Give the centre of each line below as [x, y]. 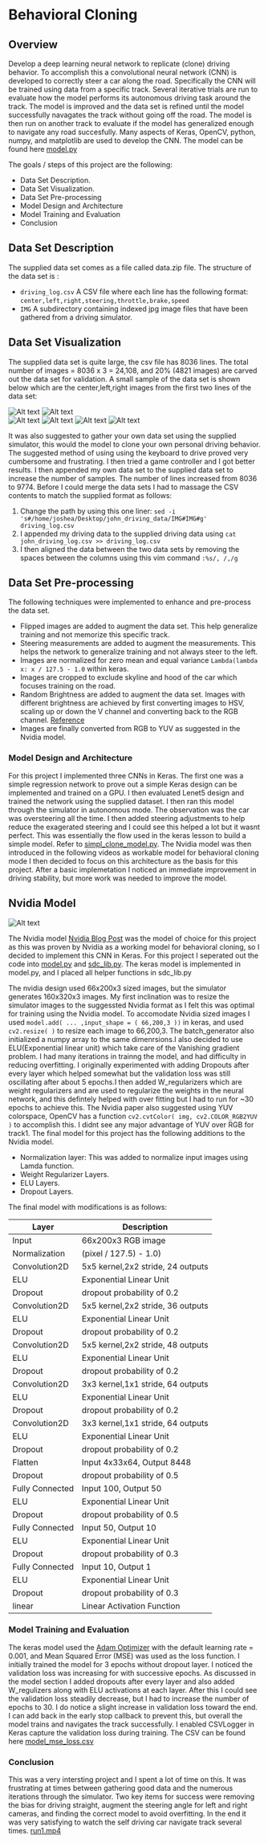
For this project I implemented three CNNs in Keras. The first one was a [126, 775]
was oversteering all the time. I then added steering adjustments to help [127, 818]
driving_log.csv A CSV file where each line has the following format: [134, 292]
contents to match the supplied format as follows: [90, 495]
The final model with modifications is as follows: [87, 1207]
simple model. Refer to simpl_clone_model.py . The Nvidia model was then [130, 844]
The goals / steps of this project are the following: [90, 165]
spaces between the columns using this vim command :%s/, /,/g [129, 558]
